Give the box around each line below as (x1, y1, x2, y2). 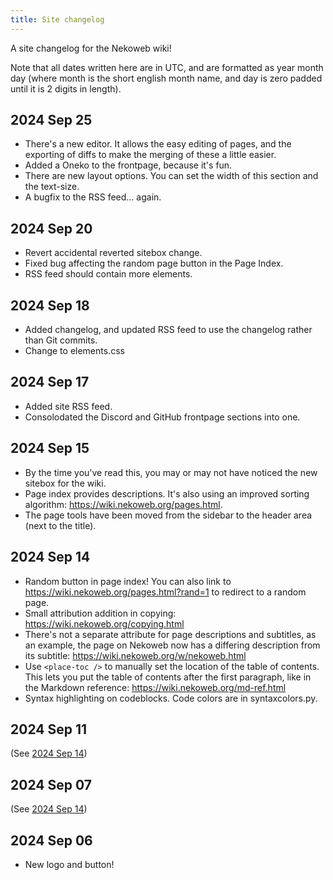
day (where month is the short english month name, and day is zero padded (10, 72, 323, 84)
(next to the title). (24, 519, 97, 531)
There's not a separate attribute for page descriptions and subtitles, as (24, 628, 317, 640)
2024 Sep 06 (10, 832, 93, 849)
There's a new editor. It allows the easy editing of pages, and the (24, 138, 292, 150)
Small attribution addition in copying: (24, 607, 177, 619)
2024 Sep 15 (10, 440, 90, 457)
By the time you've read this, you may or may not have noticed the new (24, 466, 318, 478)
